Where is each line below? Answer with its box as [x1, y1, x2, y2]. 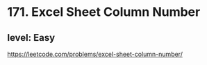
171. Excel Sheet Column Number [7, 4, 201, 20]
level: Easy [7, 32, 56, 44]
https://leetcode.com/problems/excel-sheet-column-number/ [7, 50, 183, 58]
